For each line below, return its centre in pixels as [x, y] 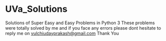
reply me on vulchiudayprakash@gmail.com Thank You [62, 33]
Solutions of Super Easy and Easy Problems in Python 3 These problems [80, 23]
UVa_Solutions [36, 9]
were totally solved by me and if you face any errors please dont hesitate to [83, 28]
